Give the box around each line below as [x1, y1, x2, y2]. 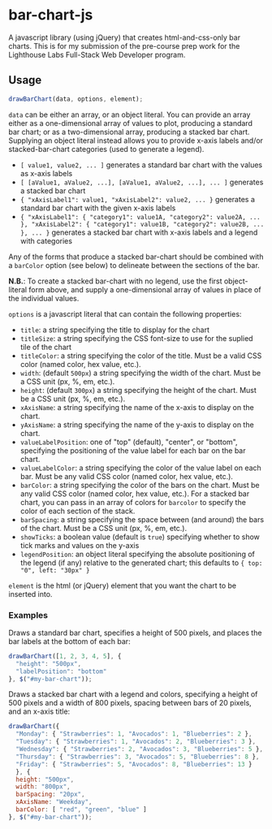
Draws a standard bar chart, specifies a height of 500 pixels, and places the [8, 628, 262, 637]
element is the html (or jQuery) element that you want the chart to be [8, 581, 237, 590]
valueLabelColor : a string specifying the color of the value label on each [19, 463, 261, 473]
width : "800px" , [15, 783, 71, 791]
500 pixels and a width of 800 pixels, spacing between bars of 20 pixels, [8, 698, 252, 708]
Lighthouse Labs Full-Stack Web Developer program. [8, 50, 186, 59]
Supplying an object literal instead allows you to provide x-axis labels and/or [8, 136, 264, 145]
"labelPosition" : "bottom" [15, 667, 107, 676]
